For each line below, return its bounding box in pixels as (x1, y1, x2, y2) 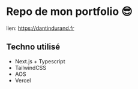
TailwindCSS (14, 64, 47, 71)
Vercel (14, 76, 31, 84)
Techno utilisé (6, 42, 61, 52)
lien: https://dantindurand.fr (6, 24, 74, 32)
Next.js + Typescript (14, 57, 65, 65)
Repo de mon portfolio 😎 (6, 5, 133, 19)
